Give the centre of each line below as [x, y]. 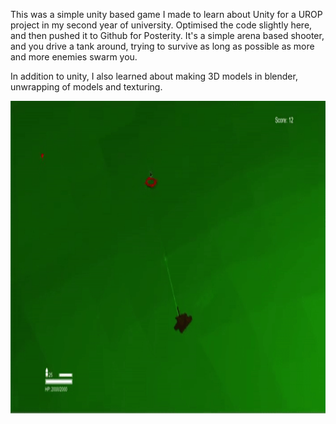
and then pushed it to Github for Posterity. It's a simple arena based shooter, [167, 35]
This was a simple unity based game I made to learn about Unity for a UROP [166, 14]
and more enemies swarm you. [74, 57]
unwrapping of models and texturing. [86, 87]
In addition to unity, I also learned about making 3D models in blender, [154, 76]
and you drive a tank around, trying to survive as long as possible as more [162, 46]
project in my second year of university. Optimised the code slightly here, [161, 25]
